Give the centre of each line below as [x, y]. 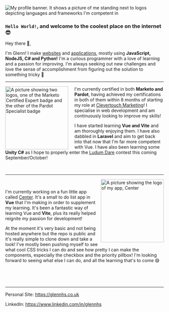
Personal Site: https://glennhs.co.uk [42, 294]
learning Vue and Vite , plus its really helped [51, 213]
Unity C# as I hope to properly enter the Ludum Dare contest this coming [81, 152]
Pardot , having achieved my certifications [118, 95]
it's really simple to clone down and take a [49, 239]
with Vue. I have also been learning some [117, 147]
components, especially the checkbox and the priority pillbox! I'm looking [81, 255]
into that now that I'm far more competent [118, 142]
